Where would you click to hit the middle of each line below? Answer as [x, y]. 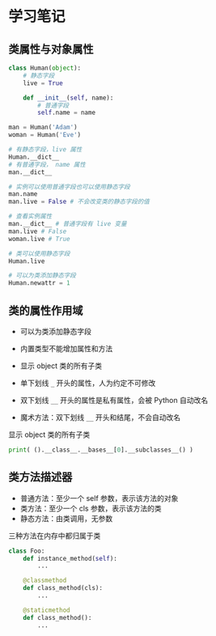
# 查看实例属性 [30, 216]
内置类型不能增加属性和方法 [66, 348]
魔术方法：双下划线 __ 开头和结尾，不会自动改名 [100, 417]
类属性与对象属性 [51, 49]
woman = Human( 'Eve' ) [45, 135]
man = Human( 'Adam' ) [43, 127]
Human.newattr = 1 [39, 283]
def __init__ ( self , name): [68, 98]
